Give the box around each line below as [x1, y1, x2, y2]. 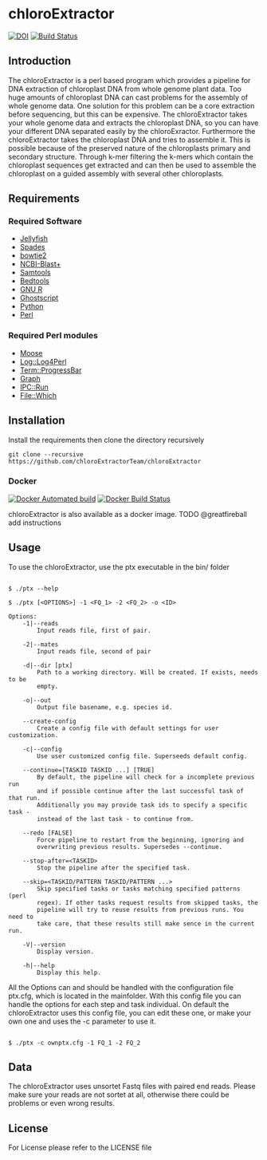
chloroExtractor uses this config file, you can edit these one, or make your [8, 1008, 252, 1017]
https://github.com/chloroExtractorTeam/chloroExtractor [8, 457, 202, 465]
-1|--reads [22, 619, 59, 627]
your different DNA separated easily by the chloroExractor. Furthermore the [8, 126, 256, 136]
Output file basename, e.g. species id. [37, 703, 173, 711]
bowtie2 [19, 251, 47, 260]
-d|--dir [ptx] [22, 661, 73, 669]
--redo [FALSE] [22, 829, 73, 837]
